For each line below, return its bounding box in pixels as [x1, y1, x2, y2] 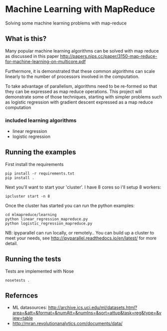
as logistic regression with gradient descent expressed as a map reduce [5, 99, 153, 105]
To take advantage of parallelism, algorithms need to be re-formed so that [5, 83, 157, 89]
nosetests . [5, 277, 30, 283]
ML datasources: [12, 304, 47, 310]
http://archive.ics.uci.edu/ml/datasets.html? [48, 304, 138, 310]
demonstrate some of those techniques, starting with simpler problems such [5, 93, 162, 99]
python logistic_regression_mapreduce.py [5, 221, 93, 226]
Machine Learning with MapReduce [5, 3, 156, 15]
